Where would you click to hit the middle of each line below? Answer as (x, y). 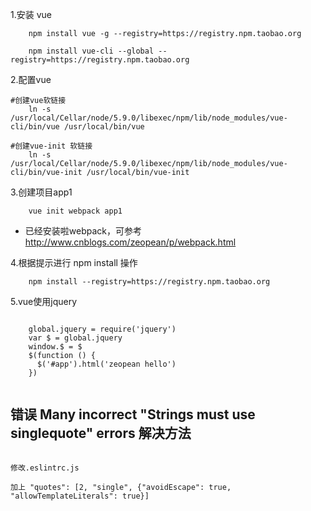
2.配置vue (31, 79)
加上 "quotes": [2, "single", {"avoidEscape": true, (121, 487)
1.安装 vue (31, 14)
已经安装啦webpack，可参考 (83, 231)
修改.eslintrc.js (45, 468)
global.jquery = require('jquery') (102, 329)
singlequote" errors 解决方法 (101, 433)
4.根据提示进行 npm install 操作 (74, 262)
